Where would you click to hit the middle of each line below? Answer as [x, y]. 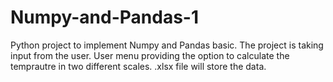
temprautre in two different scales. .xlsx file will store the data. [138, 66]
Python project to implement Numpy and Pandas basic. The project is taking [167, 45]
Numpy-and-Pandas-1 [104, 17]
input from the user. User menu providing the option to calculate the [150, 55]
